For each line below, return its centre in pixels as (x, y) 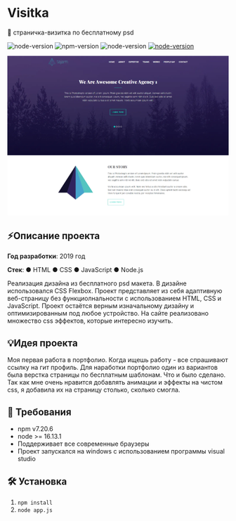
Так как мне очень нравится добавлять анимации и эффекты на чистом (115, 382)
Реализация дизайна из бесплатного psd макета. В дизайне (97, 283)
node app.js (35, 510)
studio (27, 458)
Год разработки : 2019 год (46, 256)
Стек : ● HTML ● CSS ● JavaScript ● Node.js (76, 270)
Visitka (28, 13)
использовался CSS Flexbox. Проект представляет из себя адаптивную (115, 291)
